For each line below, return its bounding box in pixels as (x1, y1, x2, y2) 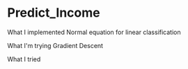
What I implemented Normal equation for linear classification (7, 28, 181, 36)
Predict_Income (7, 5, 100, 21)
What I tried (7, 54, 41, 63)
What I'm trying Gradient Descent (7, 41, 103, 49)
